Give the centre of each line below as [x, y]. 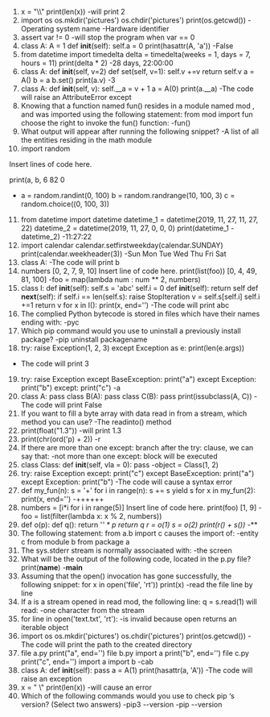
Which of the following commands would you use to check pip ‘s [128, 696]
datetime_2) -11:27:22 [56, 236]
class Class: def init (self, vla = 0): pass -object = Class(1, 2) [120, 465]
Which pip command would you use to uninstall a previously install [131, 331]
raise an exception [51, 679]
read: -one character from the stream [83, 610]
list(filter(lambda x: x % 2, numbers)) [101, 516]
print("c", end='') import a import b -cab [87, 661]
